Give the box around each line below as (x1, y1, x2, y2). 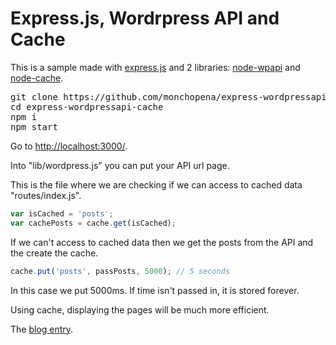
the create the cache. (10, 247, 99, 259)
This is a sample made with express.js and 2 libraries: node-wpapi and (10, 61, 301, 73)
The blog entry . (10, 323, 74, 335)
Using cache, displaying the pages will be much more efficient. (10, 303, 270, 316)
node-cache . (10, 72, 64, 84)
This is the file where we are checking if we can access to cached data (10, 178, 303, 191)
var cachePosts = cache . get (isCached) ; (10, 218, 177, 228)
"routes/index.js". (10, 189, 82, 201)
